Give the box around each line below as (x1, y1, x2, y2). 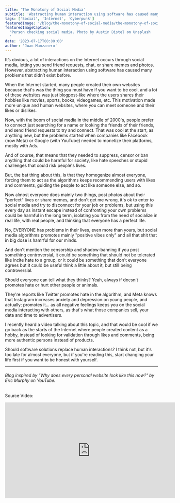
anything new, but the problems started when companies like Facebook (5, 132, 148, 138)
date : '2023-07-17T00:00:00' (5, 39, 64, 44)
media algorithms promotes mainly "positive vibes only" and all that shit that (5, 232, 157, 238)
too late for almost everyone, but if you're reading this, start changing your (5, 351, 154, 358)
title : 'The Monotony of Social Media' (5, 7, 86, 12)
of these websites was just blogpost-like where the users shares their (5, 92, 144, 98)
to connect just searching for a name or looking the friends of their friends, (5, 122, 155, 128)
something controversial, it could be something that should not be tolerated (5, 251, 156, 258)
